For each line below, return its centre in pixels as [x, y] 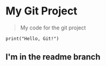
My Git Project [42, 11]
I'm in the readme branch [53, 57]
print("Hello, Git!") [32, 38]
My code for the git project [53, 28]
